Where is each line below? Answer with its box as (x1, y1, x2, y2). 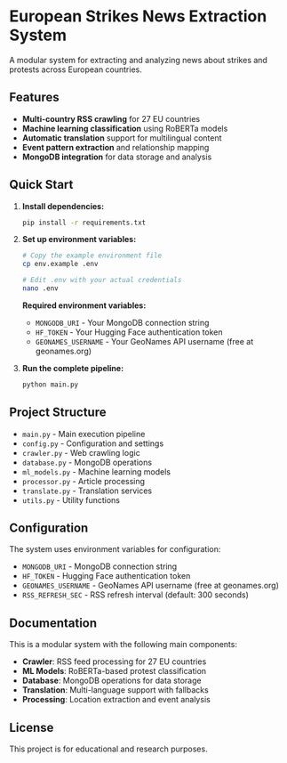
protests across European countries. (9, 64, 142, 75)
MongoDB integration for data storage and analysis (21, 151, 212, 162)
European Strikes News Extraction (9, 6, 267, 27)
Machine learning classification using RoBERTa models (21, 123, 228, 134)
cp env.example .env (21, 260, 99, 269)
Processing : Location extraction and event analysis (21, 694, 211, 705)
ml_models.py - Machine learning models (21, 466, 171, 477)
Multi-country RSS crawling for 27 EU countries (21, 113, 201, 124)
